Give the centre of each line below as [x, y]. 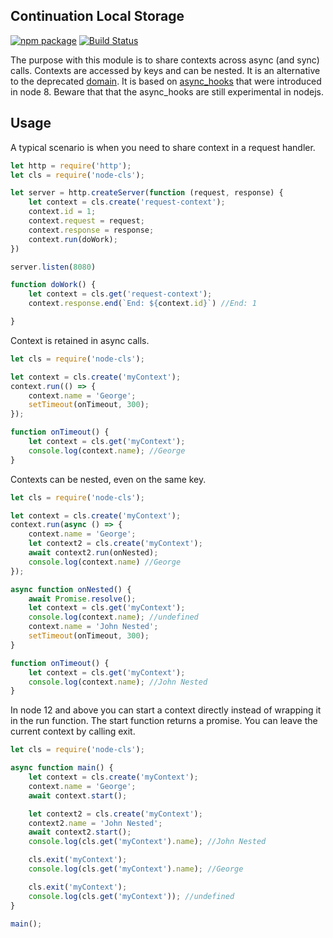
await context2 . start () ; [80, 832]
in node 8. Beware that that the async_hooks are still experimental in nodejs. [167, 91]
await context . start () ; [78, 795]
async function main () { [62, 768]
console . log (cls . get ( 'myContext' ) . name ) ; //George [136, 869]
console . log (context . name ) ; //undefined [113, 617]
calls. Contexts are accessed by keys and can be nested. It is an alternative [165, 70]
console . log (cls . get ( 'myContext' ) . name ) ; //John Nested [147, 842]
